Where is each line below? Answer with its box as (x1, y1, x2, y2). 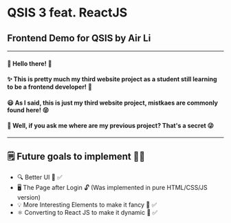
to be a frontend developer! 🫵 (7, 83, 93, 91)
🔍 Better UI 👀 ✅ (16, 173, 63, 181)
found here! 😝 (7, 105, 49, 114)
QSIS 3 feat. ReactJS (7, 5, 128, 21)
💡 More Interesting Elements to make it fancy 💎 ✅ (16, 200, 157, 209)
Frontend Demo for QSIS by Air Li (7, 32, 151, 44)
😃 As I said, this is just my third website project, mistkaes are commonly (7, 98, 219, 107)
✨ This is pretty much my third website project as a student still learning (7, 75, 218, 83)
